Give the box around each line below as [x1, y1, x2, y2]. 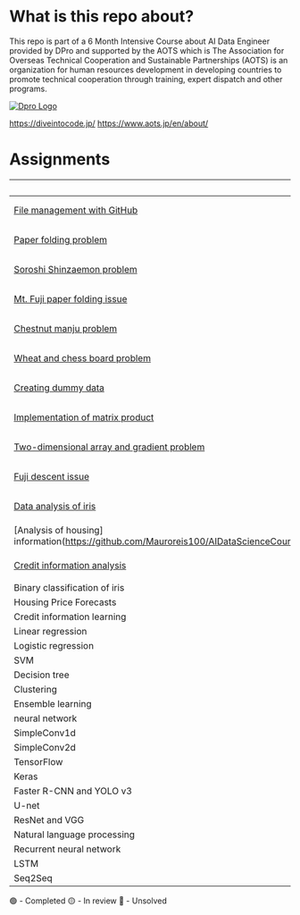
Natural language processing [13, 828, 136, 841]
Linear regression [13, 625, 87, 637]
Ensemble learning [13, 697, 92, 709]
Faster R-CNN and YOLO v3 [13, 785, 132, 797]
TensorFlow [13, 755, 63, 768]
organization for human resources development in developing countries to [9, 64, 282, 75]
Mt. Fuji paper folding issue [13, 293, 128, 306]
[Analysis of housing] [13, 525, 104, 537]
